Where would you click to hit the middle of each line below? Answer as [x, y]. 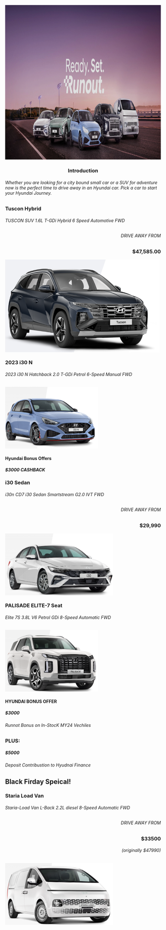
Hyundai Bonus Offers [28, 459]
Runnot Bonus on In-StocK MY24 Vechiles [48, 725]
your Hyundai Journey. [28, 193]
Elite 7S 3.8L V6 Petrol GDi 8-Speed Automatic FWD [58, 617]
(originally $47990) [141, 850]
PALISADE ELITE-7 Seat [34, 606]
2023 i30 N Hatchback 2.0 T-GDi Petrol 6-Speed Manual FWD [69, 374]
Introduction [83, 170]
